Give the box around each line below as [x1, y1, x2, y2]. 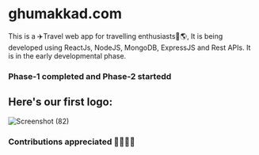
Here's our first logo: [8, 96, 113, 109]
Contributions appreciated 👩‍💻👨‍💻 [8, 136, 136, 147]
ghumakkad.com [8, 5, 123, 23]
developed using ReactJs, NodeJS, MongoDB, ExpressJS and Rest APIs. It [8, 43, 251, 52]
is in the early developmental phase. [8, 51, 127, 60]
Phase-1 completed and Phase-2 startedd [8, 70, 172, 81]
